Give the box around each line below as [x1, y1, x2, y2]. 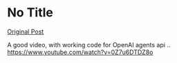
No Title [7, 5, 54, 21]
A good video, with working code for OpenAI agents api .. [7, 40, 171, 49]
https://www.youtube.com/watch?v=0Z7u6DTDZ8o [7, 48, 153, 56]
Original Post [7, 27, 44, 36]
